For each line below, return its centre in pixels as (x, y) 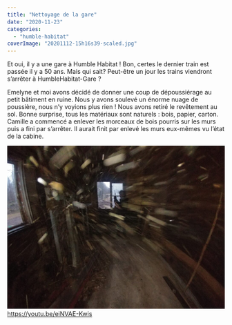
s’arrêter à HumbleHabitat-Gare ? (54, 79)
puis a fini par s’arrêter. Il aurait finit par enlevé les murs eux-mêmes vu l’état (116, 129)
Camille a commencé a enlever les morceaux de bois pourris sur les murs (112, 121)
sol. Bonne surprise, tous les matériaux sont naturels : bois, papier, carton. (113, 115)
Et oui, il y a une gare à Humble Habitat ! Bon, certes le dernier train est (108, 64)
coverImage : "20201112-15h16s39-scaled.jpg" (72, 44)
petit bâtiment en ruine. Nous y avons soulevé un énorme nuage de (103, 99)
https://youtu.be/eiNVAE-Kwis (50, 314)
